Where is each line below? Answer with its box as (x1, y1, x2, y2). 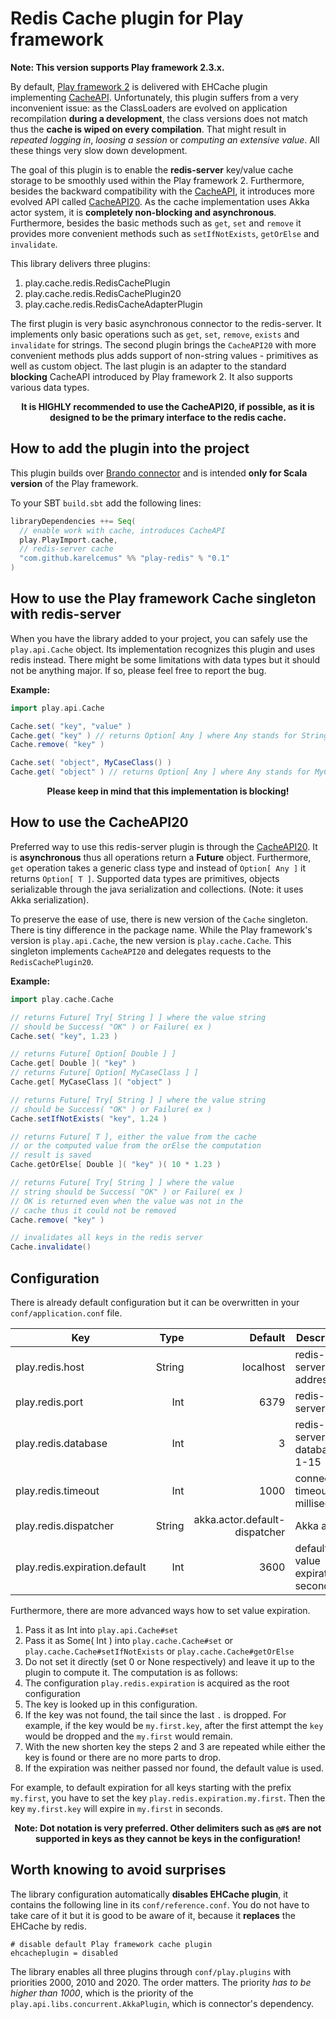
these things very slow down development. (10, 144, 188, 156)
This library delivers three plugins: (10, 257, 151, 269)
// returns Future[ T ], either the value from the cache (10, 1132, 257, 1142)
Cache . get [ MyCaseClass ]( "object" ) (10, 1077, 172, 1087)
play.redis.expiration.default (15, 1560, 147, 1574)
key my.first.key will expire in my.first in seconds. (10, 1802, 223, 1814)
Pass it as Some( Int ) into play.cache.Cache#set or (24, 1634, 234, 1646)
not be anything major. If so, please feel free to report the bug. (10, 664, 267, 676)
